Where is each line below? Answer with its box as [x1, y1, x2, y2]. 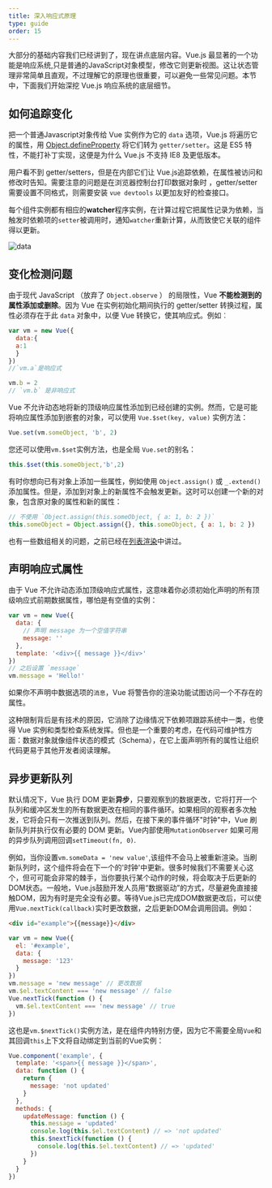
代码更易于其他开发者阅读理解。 [8, 745, 115, 755]
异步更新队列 [8, 771, 73, 785]
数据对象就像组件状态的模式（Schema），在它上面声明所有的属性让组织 [22, 736, 259, 745]
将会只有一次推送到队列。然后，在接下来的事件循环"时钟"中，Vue [29, 815, 249, 824]
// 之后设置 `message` [8, 664, 80, 672]
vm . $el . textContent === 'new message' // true [15, 1002, 176, 1010]
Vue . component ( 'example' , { [8, 1052, 104, 1060]
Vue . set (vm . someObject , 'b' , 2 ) [8, 429, 117, 437]
